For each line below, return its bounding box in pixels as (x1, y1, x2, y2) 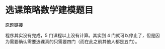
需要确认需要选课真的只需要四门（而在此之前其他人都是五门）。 (9, 38, 140, 45)
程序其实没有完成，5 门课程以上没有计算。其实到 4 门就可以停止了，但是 (5, 32, 156, 38)
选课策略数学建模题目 (5, 4, 94, 16)
